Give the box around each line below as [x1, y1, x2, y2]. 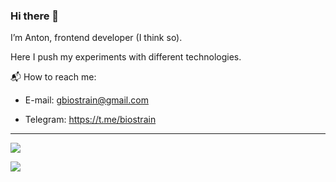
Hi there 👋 [10, 9, 60, 23]
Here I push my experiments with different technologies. [10, 51, 242, 63]
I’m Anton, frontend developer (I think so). [10, 32, 183, 44]
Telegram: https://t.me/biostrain [24, 114, 157, 126]
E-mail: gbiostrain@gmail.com [24, 94, 149, 106]
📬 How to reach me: [10, 71, 97, 83]
